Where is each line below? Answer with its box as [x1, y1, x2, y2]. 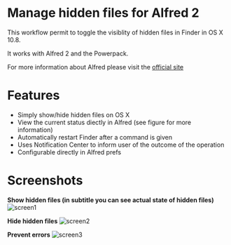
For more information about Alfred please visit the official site [7, 62, 184, 71]
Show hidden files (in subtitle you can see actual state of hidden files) [7, 195, 214, 204]
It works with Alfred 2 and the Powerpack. [7, 49, 129, 58]
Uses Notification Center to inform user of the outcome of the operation [17, 140, 225, 149]
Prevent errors [7, 230, 50, 239]
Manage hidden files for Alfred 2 [7, 5, 199, 21]
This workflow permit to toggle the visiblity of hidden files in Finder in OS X [7, 28, 223, 37]
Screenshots [7, 173, 83, 189]
